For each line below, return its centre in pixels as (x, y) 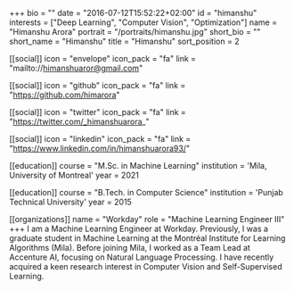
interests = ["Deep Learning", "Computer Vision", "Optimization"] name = (143, 22)
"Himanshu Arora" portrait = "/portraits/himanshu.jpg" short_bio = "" (135, 32)
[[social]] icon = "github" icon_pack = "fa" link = (98, 85)
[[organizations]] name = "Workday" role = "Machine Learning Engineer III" (147, 219)
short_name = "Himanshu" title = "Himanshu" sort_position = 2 (124, 41)
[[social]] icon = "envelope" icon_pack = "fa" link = (103, 58)
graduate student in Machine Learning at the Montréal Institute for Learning (147, 238)
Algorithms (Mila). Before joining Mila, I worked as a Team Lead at (130, 248)
